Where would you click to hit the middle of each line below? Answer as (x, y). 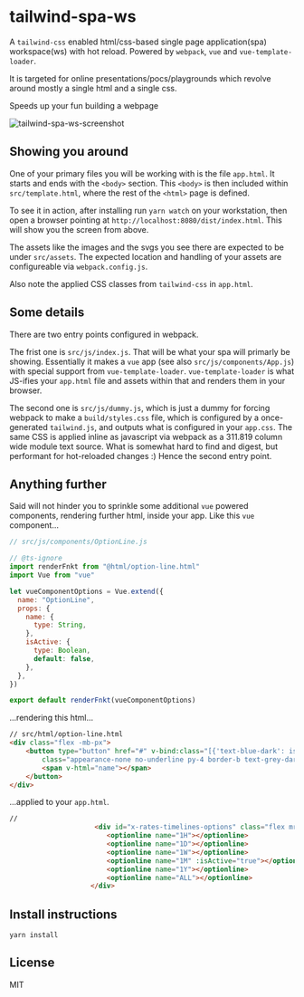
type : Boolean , (62, 650)
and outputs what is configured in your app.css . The (195, 427)
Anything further (58, 484)
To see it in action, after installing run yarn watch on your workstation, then (148, 210)
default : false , (64, 658)
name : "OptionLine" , (56, 599)
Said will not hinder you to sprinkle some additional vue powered (129, 506)
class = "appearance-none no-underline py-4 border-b (142, 759)
